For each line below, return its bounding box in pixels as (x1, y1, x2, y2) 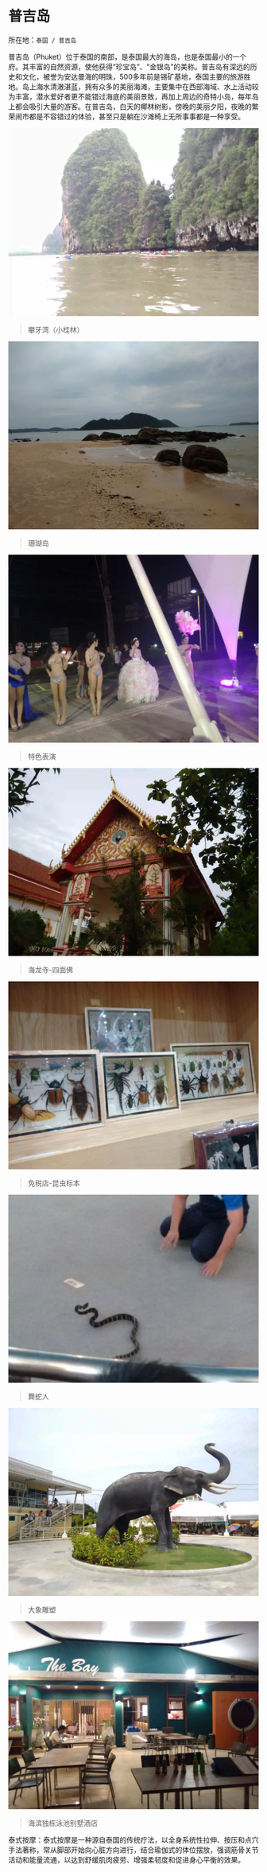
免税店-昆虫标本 (27, 1178, 81, 1188)
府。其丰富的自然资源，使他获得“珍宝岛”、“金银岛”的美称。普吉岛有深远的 (8, 61, 250, 72)
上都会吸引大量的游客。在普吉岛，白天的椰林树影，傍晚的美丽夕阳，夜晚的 (8, 101, 252, 111)
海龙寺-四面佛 (27, 964, 74, 975)
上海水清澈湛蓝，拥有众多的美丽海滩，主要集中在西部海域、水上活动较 (29, 81, 259, 91)
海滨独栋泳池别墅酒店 (27, 1818, 98, 1827)
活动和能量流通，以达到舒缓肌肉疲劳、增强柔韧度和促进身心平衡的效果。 (8, 1854, 245, 1864)
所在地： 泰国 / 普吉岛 (8, 35, 77, 45)
